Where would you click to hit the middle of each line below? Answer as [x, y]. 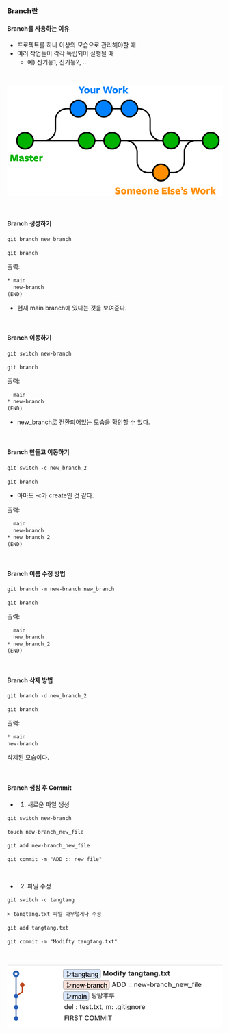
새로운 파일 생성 [48, 804]
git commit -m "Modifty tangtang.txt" [62, 941]
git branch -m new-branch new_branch [61, 589]
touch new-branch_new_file [45, 832]
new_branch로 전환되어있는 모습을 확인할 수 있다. [83, 422]
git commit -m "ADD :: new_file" [55, 859]
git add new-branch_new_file [49, 845]
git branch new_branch [39, 239]
